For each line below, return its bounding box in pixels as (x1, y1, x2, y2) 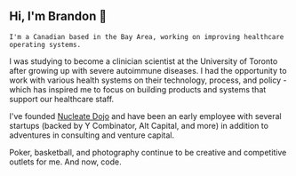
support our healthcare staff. (9, 93, 115, 104)
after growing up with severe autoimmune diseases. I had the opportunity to (9, 65, 287, 76)
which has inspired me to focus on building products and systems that (9, 84, 267, 94)
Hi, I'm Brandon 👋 (9, 9, 108, 24)
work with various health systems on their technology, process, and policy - (9, 75, 287, 85)
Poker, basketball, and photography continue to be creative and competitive (9, 147, 287, 157)
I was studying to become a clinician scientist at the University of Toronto (9, 55, 278, 67)
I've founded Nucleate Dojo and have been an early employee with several (9, 110, 282, 121)
